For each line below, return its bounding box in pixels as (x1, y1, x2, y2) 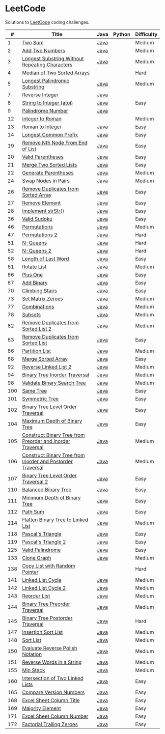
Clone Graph (22, 554, 52, 561)
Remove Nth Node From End (22, 139, 87, 146)
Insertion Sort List (22, 628, 63, 635)
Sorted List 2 (22, 325, 52, 332)
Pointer (22, 568, 39, 575)
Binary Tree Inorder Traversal (22, 371, 89, 378)
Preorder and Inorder (22, 438, 71, 445)
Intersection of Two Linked (22, 675, 83, 681)
